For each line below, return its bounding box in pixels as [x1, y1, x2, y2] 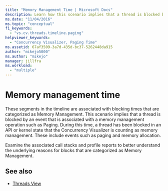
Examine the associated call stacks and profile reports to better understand [5, 142, 160, 148]
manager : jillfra [5, 58, 41, 63]
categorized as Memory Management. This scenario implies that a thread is [5, 111, 161, 117]
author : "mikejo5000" [5, 49, 50, 54]
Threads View [12, 180, 41, 186]
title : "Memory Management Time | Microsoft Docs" [5, 7, 113, 12]
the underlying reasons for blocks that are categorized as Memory [5, 147, 142, 153]
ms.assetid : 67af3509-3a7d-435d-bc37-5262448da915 [5, 44, 113, 49]
